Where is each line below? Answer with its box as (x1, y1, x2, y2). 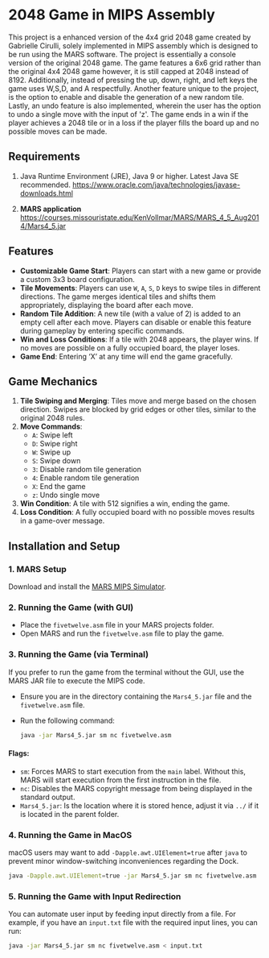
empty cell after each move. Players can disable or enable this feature (19, 317, 251, 327)
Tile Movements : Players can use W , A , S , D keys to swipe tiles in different (19, 283, 261, 292)
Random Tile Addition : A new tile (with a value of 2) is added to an (19, 309, 241, 318)
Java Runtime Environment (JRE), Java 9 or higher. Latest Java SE (19, 171, 239, 180)
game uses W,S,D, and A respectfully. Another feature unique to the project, (8, 83, 259, 93)
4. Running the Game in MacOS (8, 829, 132, 840)
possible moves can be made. (8, 126, 108, 136)
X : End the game (31, 482, 86, 491)
